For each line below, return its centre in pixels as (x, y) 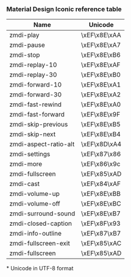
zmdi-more (26, 164)
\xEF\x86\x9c (101, 164)
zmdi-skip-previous (39, 124)
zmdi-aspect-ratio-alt (42, 144)
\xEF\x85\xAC (101, 243)
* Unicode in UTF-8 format (40, 268)
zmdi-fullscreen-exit (40, 243)
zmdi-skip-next (33, 134)
